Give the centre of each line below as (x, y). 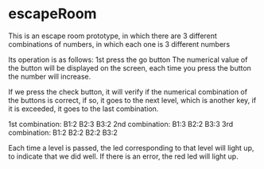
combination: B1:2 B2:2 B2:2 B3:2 (63, 133)
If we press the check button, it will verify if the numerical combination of (128, 91)
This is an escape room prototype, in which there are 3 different (113, 36)
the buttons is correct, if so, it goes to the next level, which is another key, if (132, 100)
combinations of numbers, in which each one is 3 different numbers (119, 44)
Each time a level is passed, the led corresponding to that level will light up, (131, 148)
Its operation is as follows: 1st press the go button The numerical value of (128, 60)
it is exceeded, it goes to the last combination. (83, 109)
